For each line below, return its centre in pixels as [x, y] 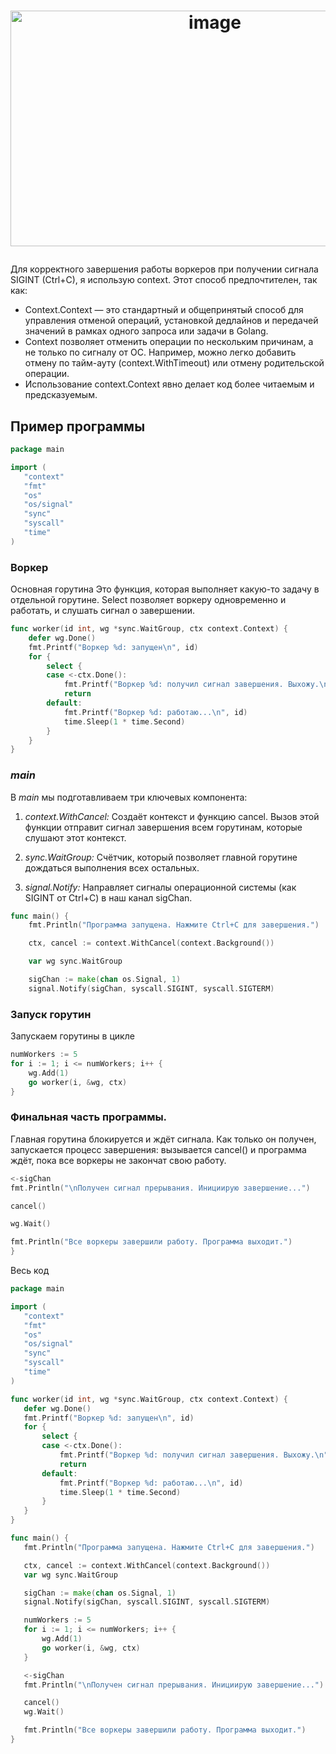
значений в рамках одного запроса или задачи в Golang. [146, 331]
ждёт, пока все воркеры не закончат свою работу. [118, 1160]
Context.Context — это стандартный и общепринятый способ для [164, 310]
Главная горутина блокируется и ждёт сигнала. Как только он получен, [163, 1139]
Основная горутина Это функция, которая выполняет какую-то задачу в [165, 589]
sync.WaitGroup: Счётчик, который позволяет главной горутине [161, 857]
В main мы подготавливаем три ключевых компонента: [129, 797]
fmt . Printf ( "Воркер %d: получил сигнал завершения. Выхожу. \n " [194, 1455]
